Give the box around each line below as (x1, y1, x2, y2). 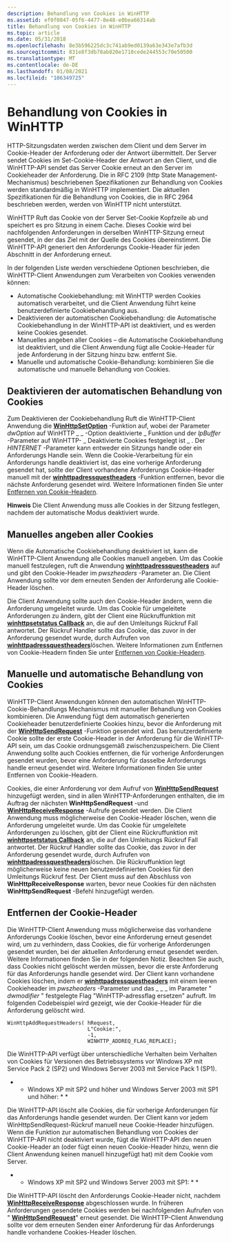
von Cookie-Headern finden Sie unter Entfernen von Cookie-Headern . (7, 648, 206, 656)
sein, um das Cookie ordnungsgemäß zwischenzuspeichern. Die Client (18, 741, 220, 749)
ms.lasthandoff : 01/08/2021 (7, 68, 88, 75)
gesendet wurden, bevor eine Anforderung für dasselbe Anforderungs (7, 756, 207, 764)
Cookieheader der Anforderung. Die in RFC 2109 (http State (7, 171, 177, 180)
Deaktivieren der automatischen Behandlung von (7, 385, 223, 397)
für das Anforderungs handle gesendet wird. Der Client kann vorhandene (7, 969, 215, 977)
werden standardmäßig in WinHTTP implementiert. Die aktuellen (7, 186, 190, 194)
